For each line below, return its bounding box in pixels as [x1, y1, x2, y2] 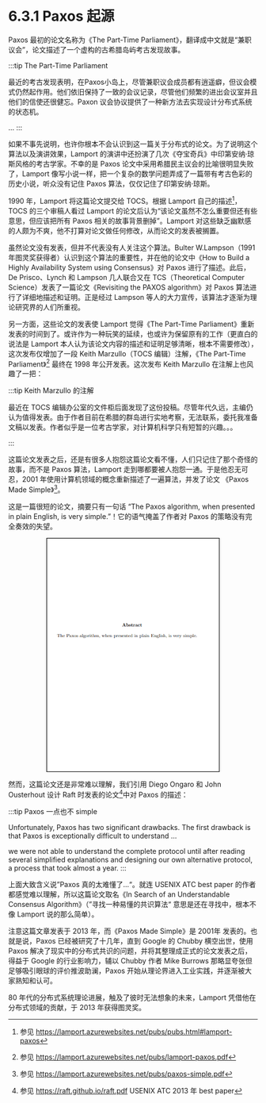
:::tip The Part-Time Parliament [8, 60, 108, 70]
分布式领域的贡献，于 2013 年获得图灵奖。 [8, 1002, 146, 1012]
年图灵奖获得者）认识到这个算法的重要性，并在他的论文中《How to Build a [8, 252, 250, 262]
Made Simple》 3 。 [8, 483, 65, 494]
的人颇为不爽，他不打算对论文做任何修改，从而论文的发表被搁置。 [8, 225, 223, 235]
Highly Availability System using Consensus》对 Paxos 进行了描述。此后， [8, 263, 251, 272]
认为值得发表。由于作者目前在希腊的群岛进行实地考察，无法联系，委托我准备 [8, 413, 258, 422]
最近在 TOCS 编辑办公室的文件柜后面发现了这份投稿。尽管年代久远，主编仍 [8, 402, 253, 413]
